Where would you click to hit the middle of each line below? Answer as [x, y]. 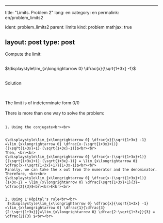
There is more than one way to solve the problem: [55, 113]
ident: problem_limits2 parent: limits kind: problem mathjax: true [69, 27]
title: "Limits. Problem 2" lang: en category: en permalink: [62, 12]
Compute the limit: [24, 54]
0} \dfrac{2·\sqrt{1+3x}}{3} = [123, 212]
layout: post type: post [40, 42]
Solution [13, 83]
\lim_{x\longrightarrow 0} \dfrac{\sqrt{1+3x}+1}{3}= [84, 182]
